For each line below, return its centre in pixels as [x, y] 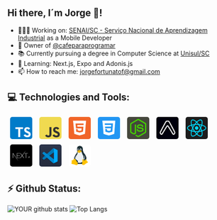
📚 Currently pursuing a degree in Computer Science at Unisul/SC [113, 53]
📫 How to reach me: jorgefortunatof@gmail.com [89, 71]
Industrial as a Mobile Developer [65, 38]
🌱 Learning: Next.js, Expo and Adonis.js [75, 63]
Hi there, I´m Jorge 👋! [55, 13]
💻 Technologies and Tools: [68, 98]
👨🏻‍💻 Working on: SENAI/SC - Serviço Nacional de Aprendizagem [112, 30]
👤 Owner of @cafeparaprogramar [66, 45]
